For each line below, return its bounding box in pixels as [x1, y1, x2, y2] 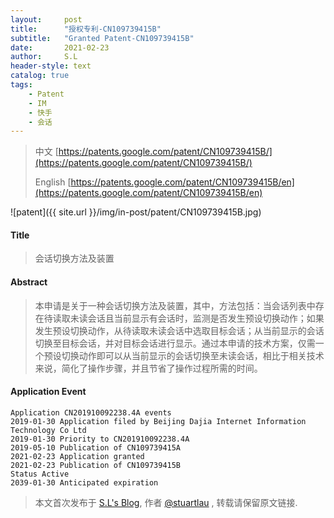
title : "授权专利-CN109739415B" [10, 24, 162, 34]
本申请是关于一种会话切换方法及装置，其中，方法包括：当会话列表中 [34, 299, 316, 311]
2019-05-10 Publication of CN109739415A [10, 442, 182, 453]
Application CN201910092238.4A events [10, 407, 172, 418]
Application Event [10, 386, 87, 398]
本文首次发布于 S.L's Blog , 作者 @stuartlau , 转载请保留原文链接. [34, 496, 298, 508]
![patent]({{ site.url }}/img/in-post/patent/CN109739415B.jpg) [10, 206, 262, 218]
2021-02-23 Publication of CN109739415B [10, 460, 182, 470]
